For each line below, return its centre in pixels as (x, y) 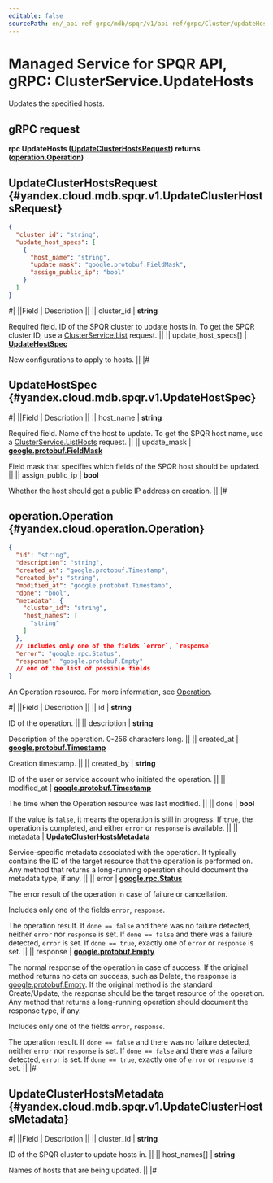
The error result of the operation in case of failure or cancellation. (118, 894)
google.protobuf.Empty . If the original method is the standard (110, 984)
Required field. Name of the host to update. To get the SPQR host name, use (136, 433)
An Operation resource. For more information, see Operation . (110, 692)
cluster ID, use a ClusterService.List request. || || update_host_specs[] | (128, 335)
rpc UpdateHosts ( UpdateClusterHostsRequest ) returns (104, 149)
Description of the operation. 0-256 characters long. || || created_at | (123, 739)
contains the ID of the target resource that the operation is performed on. (131, 861)
